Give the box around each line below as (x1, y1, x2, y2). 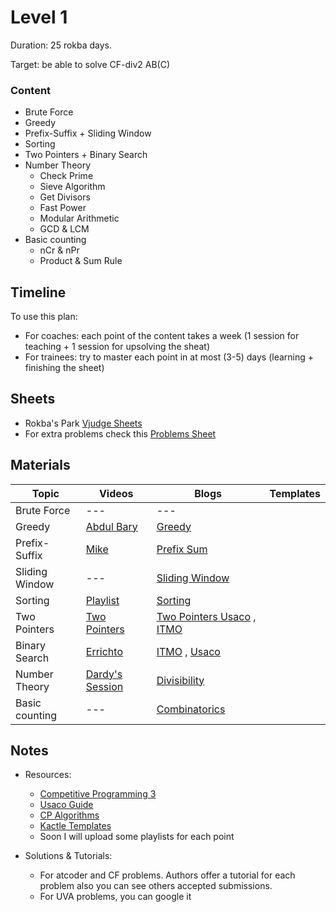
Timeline (10, 284, 67, 301)
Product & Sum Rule (39, 255, 123, 267)
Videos (98, 486, 134, 500)
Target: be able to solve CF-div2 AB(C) (10, 58, 171, 70)
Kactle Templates (39, 820, 112, 832)
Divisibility (156, 673, 205, 687)
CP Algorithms (39, 809, 100, 821)
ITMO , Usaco (156, 644, 221, 658)
